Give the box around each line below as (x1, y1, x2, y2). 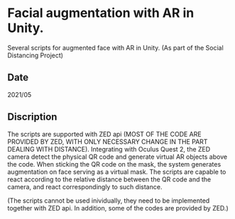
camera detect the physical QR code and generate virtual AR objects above (7, 152, 228, 161)
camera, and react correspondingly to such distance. (7, 182, 163, 191)
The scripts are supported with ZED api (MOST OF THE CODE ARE (7, 130, 202, 138)
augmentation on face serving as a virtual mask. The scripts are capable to (7, 167, 226, 176)
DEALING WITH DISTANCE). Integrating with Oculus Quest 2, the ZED (7, 145, 211, 153)
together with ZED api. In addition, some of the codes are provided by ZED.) (7, 203, 229, 212)
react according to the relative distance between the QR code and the (7, 175, 212, 184)
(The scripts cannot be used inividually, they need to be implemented (7, 196, 210, 205)
